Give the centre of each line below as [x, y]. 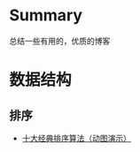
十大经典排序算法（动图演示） [76, 138]
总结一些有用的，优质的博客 [60, 41]
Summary [46, 15]
